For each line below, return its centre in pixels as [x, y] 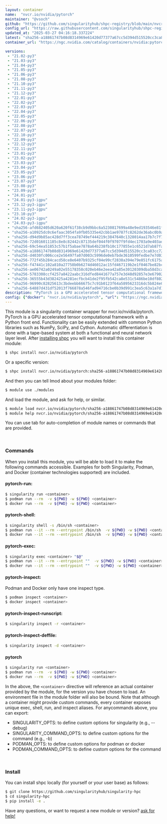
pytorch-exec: [20, 546]
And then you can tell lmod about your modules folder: [61, 381]
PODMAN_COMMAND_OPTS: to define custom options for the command [86, 749]
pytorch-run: [19, 484]
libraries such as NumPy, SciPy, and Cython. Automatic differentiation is [79, 327]
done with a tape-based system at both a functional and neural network [79, 333]
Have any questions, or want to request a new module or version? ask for [80, 811]
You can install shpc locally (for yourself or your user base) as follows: [77, 783]
